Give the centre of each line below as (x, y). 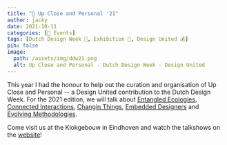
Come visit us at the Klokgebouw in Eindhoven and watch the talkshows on (114, 127)
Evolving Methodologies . (42, 114)
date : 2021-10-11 (32, 26)
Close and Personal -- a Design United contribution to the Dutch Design (109, 92)
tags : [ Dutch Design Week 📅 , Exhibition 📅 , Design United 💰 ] (98, 39)
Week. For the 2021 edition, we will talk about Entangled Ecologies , (102, 99)
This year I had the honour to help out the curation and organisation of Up (112, 84)
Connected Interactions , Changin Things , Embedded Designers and (103, 106)
